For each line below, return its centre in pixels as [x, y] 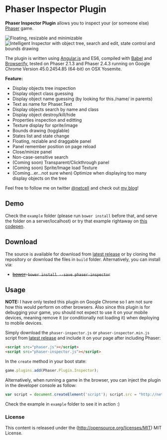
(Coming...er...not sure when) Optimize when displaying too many [79, 173]
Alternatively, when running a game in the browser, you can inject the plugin [83, 380]
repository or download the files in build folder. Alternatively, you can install [83, 259]
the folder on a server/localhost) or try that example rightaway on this [76, 221]
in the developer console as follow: [41, 385]
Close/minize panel [32, 152]
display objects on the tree [40, 178]
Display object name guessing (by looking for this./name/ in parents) [83, 99]
